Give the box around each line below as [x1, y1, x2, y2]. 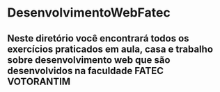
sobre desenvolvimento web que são [7, 54, 171, 66]
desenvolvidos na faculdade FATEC [7, 64, 164, 77]
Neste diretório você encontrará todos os [7, 33, 189, 44]
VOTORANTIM [7, 75, 71, 87]
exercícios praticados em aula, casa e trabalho [7, 43, 214, 55]
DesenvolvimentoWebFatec [7, 5, 171, 21]
